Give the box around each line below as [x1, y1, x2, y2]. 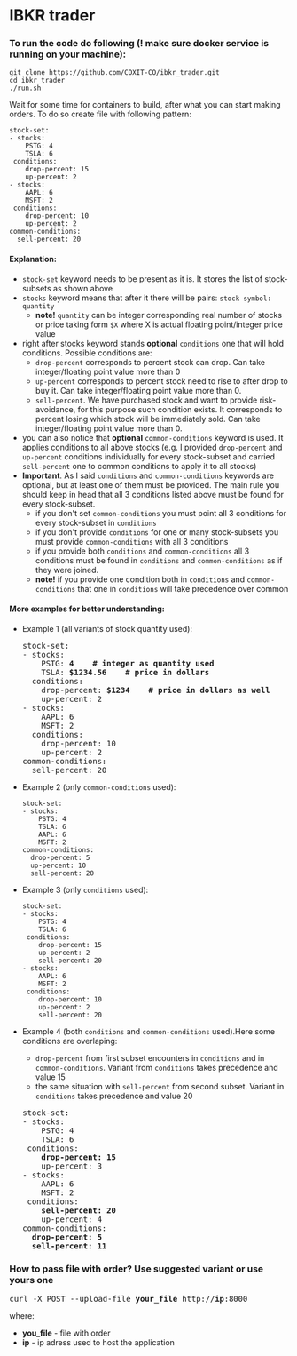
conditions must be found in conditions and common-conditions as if [35, 554, 283, 565]
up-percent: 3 [41, 1161, 103, 1171]
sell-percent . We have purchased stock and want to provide [35, 395, 258, 405]
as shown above [52, 283, 113, 293]
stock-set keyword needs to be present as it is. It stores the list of [21, 273, 263, 284]
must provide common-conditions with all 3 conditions [35, 536, 229, 546]
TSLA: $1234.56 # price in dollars [41, 667, 210, 677]
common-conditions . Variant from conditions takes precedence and [35, 1062, 278, 1073]
